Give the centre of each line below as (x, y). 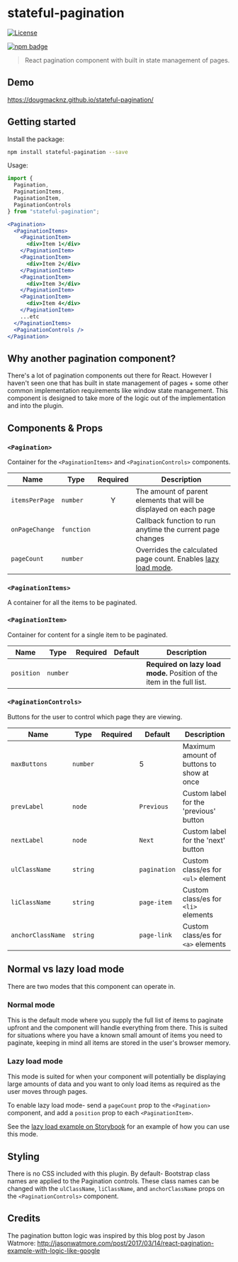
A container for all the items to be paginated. (72, 603)
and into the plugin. (35, 406)
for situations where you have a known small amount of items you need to (115, 1035)
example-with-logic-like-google (54, 1251)
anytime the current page (178, 529)
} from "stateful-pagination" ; (53, 211)
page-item (155, 902)
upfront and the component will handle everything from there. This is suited (118, 1027)
